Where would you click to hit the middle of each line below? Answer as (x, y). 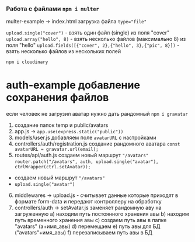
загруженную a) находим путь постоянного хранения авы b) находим (102, 214)
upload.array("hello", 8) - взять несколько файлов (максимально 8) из (96, 39)
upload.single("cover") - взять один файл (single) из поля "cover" (88, 33)
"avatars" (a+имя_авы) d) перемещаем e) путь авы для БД (87, 226)
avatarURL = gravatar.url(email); (56, 150)
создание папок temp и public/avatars (61, 125)
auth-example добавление (73, 85)
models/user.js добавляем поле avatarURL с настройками (85, 138)
